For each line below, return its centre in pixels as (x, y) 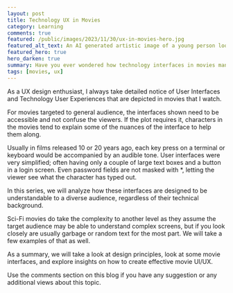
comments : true (29, 33)
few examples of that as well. (49, 240)
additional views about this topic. (54, 282)
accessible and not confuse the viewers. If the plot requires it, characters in (115, 119)
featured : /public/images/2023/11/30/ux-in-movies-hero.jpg (96, 39)
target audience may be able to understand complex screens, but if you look (116, 226)
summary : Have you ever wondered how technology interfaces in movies (111, 65)
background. (25, 205)
